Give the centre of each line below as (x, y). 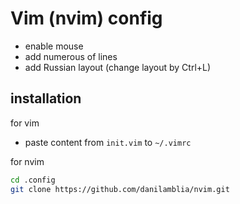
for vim (25, 123)
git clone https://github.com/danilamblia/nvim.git (120, 189)
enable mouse (54, 46)
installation (46, 98)
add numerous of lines (71, 56)
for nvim (27, 161)
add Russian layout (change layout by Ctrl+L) (118, 67)
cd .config (33, 180)
